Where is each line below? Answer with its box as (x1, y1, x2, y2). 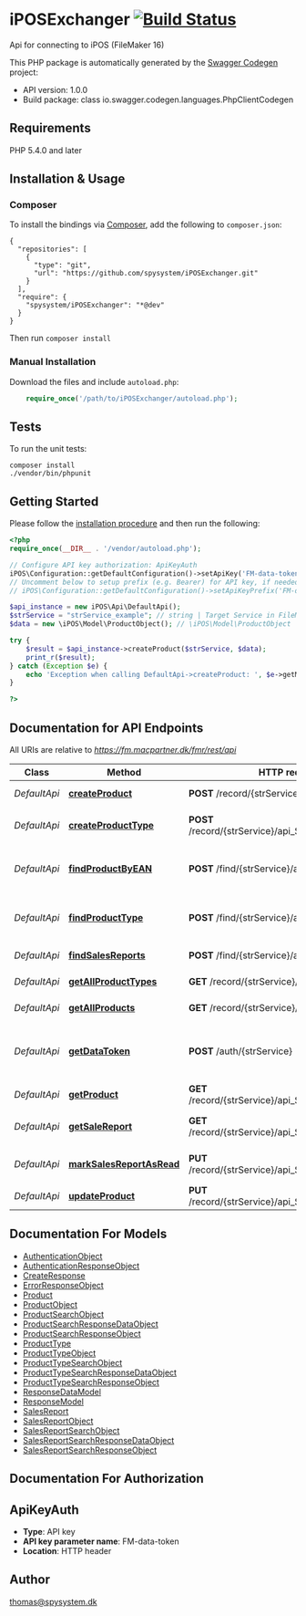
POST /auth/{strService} (188, 1045, 293, 1058)
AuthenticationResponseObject (22, 1260, 140, 1271)
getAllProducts (67, 1002, 136, 1015)
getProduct (67, 1089, 118, 1101)
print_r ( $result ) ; (25, 652, 96, 662)
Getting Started (9, 494, 99, 509)
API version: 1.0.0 (22, 84, 88, 95)
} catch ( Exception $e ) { (9, 662, 107, 671)
